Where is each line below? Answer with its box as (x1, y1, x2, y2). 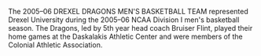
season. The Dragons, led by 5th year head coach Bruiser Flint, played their (8, 24, 253, 32)
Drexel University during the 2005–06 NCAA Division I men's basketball (8, 15, 240, 24)
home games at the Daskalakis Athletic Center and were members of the (8, 32, 244, 41)
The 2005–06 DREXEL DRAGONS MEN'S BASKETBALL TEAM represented (8, 7, 249, 16)
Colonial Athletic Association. (8, 40, 103, 50)
